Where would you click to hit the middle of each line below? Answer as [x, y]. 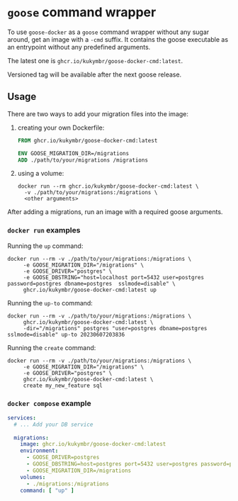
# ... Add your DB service [53, 424]
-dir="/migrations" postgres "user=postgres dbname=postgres [115, 328]
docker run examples [44, 230]
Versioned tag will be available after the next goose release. [95, 74]
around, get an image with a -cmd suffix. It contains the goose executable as [118, 39]
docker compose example [49, 403]
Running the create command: [52, 347]
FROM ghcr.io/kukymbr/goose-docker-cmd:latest [87, 140]
